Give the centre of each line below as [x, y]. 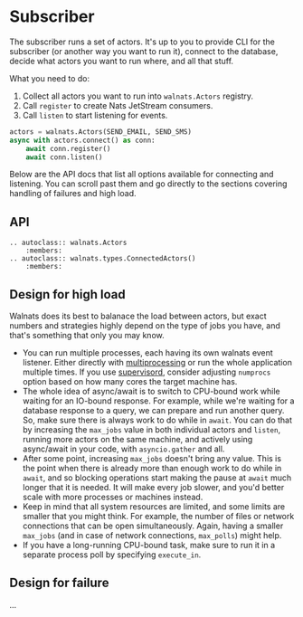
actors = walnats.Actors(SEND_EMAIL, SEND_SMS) [101, 132]
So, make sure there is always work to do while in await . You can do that [157, 420]
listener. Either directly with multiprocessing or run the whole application [157, 363]
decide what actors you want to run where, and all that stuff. [121, 61]
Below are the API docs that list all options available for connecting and [142, 175]
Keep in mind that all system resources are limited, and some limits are [154, 507]
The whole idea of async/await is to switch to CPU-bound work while [151, 392]
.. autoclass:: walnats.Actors [68, 243]
